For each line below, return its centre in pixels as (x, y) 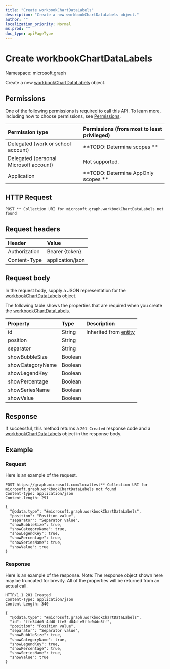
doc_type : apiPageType (29, 34)
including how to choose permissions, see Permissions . (63, 116)
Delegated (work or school (39, 144)
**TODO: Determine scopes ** (121, 147)
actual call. (16, 586)
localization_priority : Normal (38, 24)
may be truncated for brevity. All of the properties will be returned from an (82, 580)
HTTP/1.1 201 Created (28, 595)
